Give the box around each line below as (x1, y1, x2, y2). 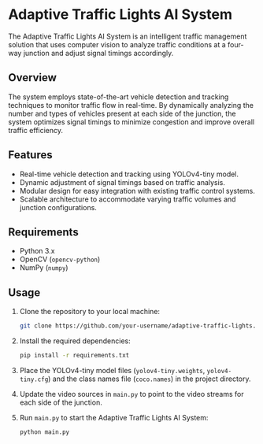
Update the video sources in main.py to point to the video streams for (19, 389, 244, 398)
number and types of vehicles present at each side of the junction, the (8, 109, 236, 118)
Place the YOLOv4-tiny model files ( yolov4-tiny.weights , (19, 365, 206, 375)
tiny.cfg (19, 376, 49, 383)
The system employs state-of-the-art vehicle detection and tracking (8, 92, 229, 102)
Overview (8, 71, 57, 84)
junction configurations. (19, 202, 97, 212)
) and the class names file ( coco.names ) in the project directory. (48, 374, 251, 383)
